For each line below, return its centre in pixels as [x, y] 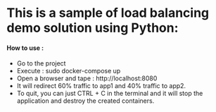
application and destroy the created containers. [85, 101]
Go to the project [41, 63]
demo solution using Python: [93, 28]
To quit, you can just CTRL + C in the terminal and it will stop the [110, 94]
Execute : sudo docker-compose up [69, 71]
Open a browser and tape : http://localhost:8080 [87, 78]
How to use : [25, 48]
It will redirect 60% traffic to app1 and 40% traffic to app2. [101, 86]
